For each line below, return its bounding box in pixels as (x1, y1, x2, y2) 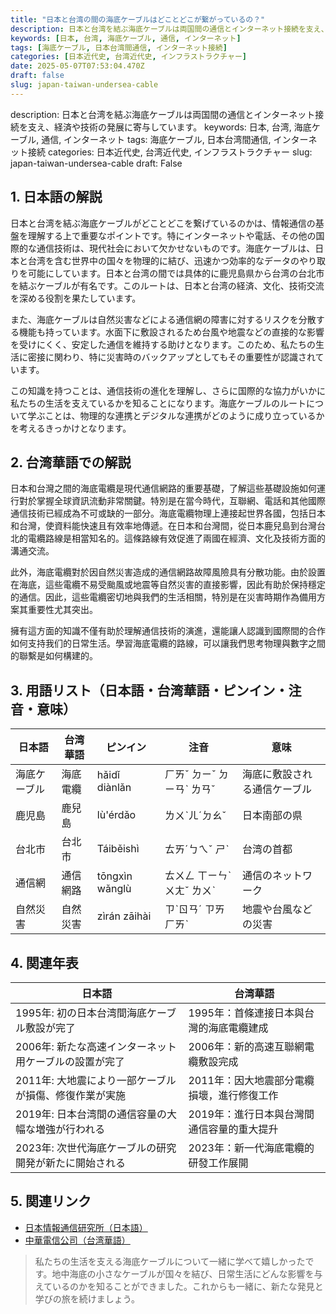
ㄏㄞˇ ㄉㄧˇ (164, 767, 217, 781)
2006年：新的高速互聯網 (188, 1040, 305, 1053)
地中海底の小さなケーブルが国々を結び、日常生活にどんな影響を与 (51, 1267, 323, 1280)
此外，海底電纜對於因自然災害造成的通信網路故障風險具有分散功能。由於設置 (10, 566, 326, 578)
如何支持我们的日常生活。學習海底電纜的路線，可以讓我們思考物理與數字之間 (10, 637, 326, 650)
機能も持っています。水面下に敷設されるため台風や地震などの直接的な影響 (18, 326, 325, 338)
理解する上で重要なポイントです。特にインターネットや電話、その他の (27, 229, 317, 241)
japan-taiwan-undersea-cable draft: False (10, 157, 183, 169)
